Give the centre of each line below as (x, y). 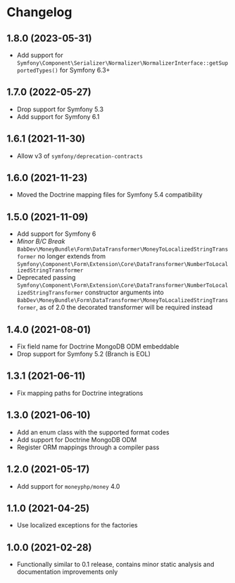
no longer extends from (72, 256)
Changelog (39, 12)
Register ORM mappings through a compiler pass (88, 447)
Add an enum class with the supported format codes (93, 432)
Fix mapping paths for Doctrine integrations (80, 393)
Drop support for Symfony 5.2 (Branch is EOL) (83, 354)
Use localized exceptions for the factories (77, 525)
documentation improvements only (67, 572)
